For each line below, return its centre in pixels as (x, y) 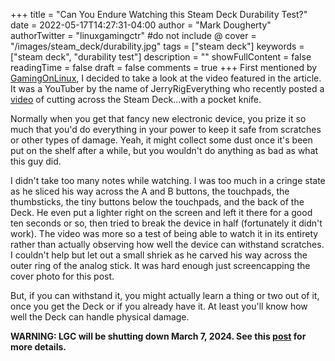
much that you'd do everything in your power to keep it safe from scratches (166, 129)
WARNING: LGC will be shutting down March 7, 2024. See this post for (158, 336)
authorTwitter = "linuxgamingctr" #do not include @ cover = (133, 35)
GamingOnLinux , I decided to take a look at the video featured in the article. (166, 78)
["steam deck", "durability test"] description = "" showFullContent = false (161, 57)
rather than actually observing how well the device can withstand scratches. (167, 244)
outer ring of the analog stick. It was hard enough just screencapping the (160, 265)
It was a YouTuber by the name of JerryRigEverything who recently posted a (167, 88)
